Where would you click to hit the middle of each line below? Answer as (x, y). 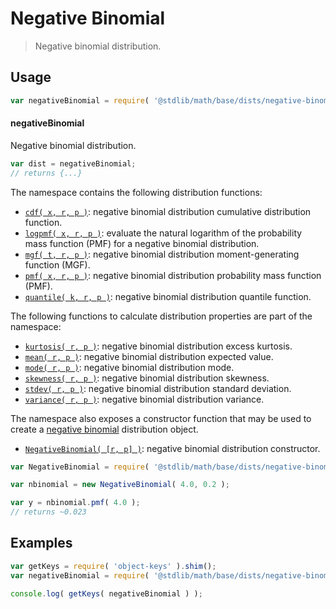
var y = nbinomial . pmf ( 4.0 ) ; (75, 503)
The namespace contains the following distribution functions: (136, 192)
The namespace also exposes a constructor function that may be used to (161, 418)
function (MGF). (57, 264)
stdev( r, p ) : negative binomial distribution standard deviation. (158, 388)
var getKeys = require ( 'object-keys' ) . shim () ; (113, 566)
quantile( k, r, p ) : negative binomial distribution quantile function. (168, 296)
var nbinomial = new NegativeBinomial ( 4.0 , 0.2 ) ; (120, 485)
